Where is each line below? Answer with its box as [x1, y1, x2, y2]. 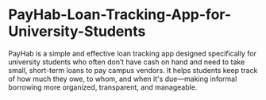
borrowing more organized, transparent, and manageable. [8, 82, 198, 92]
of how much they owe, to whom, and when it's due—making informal [8, 74, 237, 83]
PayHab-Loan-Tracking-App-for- [8, 6, 232, 24]
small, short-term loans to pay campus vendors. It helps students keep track [8, 65, 258, 75]
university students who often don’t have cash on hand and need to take [8, 57, 245, 67]
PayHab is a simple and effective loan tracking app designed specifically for [8, 48, 256, 58]
